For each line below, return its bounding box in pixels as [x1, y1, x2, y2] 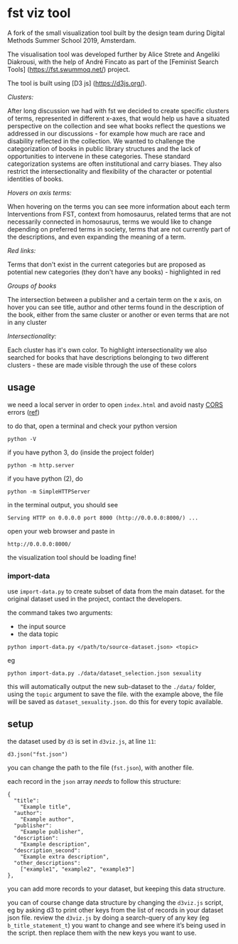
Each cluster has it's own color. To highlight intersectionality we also [7, 346, 207, 354]
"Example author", [20, 816, 75, 823]
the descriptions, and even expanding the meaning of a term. [7, 232, 186, 241]
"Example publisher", [20, 828, 84, 835]
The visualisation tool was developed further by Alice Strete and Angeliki [7, 50, 220, 58]
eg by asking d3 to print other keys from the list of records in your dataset [7, 906, 224, 914]
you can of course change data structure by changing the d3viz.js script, [7, 898, 224, 906]
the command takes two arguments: [7, 608, 113, 617]
